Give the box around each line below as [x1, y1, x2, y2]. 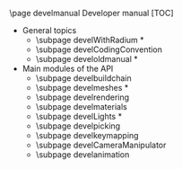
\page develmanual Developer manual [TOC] [9, 8, 174, 18]
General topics [22, 25, 77, 35]
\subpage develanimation [35, 149, 130, 160]
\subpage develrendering [35, 92, 130, 102]
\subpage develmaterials [35, 102, 127, 111]
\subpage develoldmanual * [35, 54, 138, 64]
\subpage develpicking [35, 120, 121, 131]
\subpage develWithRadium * [35, 35, 145, 45]
